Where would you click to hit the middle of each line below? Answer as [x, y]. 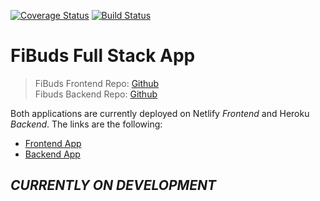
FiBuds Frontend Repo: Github [97, 83]
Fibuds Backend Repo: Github [96, 94]
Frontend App [53, 143]
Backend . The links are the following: [86, 124]
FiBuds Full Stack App [103, 56]
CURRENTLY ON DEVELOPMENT [113, 185]
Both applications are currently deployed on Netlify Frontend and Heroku [160, 113]
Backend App [52, 154]
